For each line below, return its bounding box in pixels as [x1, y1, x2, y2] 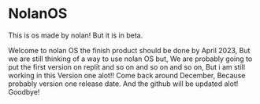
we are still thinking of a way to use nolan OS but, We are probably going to [8, 54, 253, 63]
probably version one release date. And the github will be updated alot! [8, 79, 239, 88]
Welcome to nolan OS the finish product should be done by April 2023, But [8, 45, 251, 55]
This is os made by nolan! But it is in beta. [8, 30, 143, 40]
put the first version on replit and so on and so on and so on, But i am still [8, 62, 246, 71]
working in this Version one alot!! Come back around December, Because [8, 70, 246, 80]
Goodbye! [8, 87, 40, 96]
